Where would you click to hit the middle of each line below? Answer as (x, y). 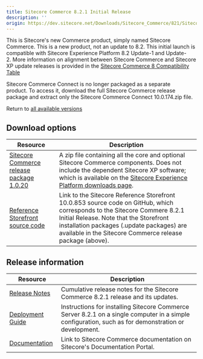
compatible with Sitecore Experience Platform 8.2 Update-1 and (85, 53)
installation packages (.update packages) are (123, 226)
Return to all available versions (44, 109)
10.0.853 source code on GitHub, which (116, 203)
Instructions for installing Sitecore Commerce (125, 307)
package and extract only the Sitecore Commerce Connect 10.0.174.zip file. (100, 97)
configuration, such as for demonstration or (122, 322)
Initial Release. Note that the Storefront (114, 218)
